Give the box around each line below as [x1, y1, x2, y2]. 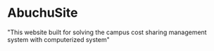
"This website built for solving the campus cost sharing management [7, 28, 207, 36]
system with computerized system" [7, 35, 111, 43]
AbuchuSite [7, 5, 78, 21]
